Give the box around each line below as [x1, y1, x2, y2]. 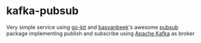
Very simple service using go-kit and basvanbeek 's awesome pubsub [6, 24, 179, 31]
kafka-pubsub [6, 4, 79, 18]
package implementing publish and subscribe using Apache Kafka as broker [6, 29, 195, 37]
